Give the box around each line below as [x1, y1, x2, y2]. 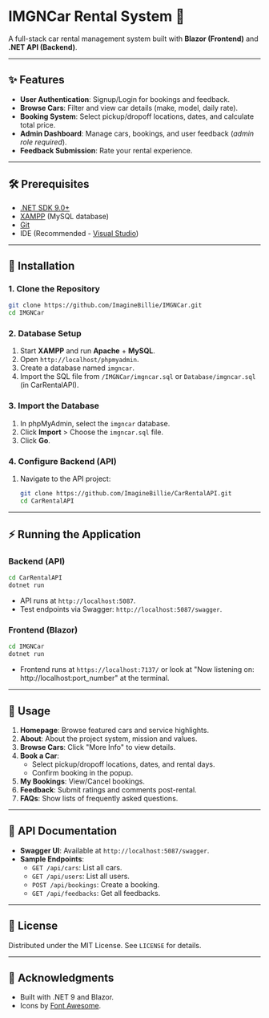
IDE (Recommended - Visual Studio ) [19, 228, 139, 238]
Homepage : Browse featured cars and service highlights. [19, 725, 210, 735]
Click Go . [19, 435, 50, 445]
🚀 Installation [8, 259, 75, 272]
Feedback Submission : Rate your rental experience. [19, 145, 193, 155]
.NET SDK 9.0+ [19, 202, 70, 212]
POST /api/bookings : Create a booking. [31, 879, 160, 890]
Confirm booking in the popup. [31, 768, 134, 777]
